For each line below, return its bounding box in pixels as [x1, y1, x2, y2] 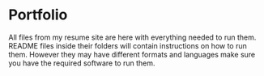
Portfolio [8, 6, 68, 24]
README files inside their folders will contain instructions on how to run [8, 40, 247, 50]
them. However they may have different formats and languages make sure [8, 49, 256, 59]
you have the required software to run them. [8, 58, 155, 68]
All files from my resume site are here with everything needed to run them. [8, 32, 257, 42]
